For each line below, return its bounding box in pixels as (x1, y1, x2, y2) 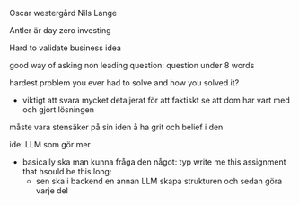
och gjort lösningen (22, 104, 94, 115)
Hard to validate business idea (9, 42, 121, 53)
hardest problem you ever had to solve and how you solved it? (9, 77, 240, 88)
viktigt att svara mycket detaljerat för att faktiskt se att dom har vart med (22, 94, 290, 105)
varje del (35, 185, 69, 196)
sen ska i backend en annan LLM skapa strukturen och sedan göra (35, 175, 283, 186)
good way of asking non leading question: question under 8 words (9, 60, 255, 70)
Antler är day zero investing (9, 25, 111, 35)
